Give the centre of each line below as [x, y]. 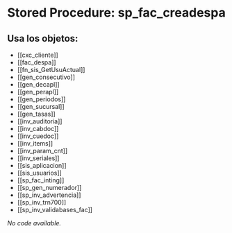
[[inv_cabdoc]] [38, 129]
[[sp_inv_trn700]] [42, 202]
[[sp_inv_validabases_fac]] [55, 210]
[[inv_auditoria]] [40, 121]
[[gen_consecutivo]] [46, 77]
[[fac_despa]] [37, 62]
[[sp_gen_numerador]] [49, 188]
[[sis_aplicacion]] [42, 165]
